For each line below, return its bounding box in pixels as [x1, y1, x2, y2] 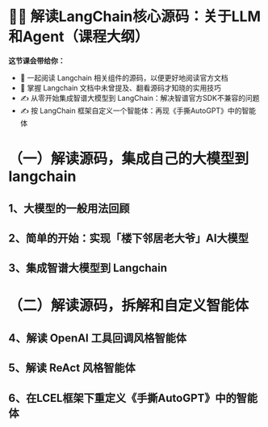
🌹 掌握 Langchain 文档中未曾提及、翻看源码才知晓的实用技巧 [19, 82, 222, 93]
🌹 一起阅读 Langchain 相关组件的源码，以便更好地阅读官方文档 [19, 73, 228, 82]
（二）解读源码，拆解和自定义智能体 [8, 296, 249, 315]
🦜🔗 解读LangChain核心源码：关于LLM [8, 7, 261, 26]
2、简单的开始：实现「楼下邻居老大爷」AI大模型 [8, 231, 249, 245]
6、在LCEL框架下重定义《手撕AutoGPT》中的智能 [8, 391, 258, 404]
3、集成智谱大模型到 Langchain [8, 262, 168, 275]
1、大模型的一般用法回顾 [8, 201, 131, 215]
